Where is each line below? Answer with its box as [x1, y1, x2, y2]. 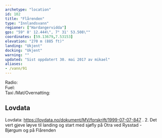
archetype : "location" [5, 7, 51, 12]
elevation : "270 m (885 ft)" [5, 39, 64, 44]
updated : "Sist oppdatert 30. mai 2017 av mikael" [5, 57, 110, 62]
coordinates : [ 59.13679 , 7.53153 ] [5, 35, 73, 39]
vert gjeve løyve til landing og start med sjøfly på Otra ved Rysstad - [5, 122, 142, 128]
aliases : [5, 61, 23, 66]
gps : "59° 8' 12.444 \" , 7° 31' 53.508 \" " [5, 30, 91, 35]
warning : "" [5, 52, 29, 58]
